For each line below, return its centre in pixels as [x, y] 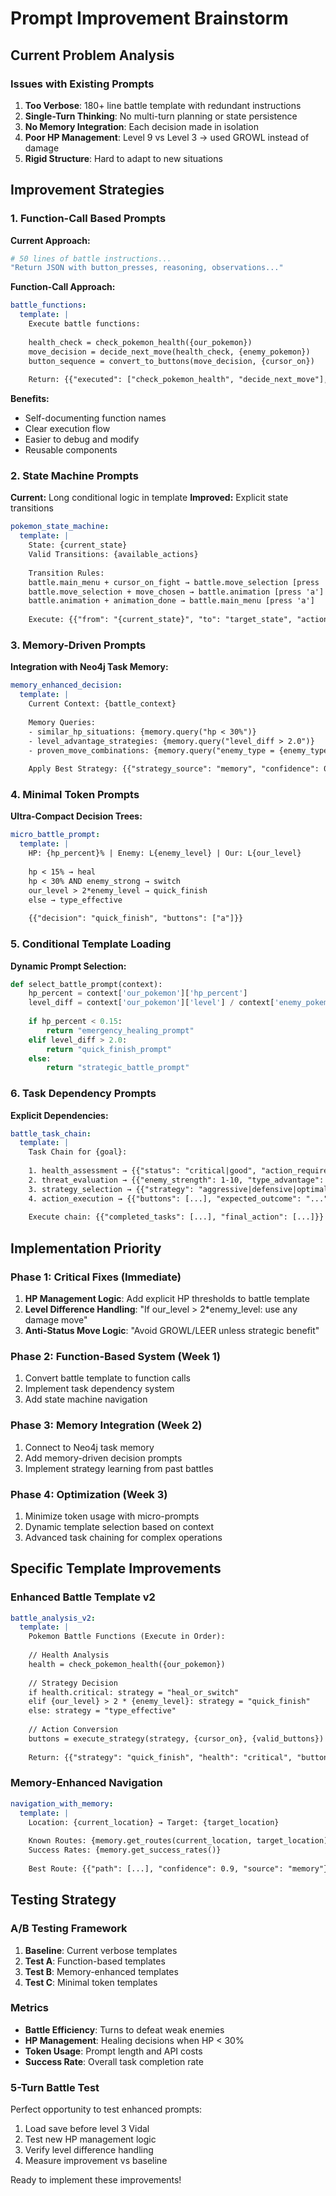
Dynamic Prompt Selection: [68, 966]
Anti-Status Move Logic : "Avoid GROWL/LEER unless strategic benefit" [172, 1330]
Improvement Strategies [87, 190]
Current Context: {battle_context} [102, 704]
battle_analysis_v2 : [53, 1618]
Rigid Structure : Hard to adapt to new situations [123, 158]
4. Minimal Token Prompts [75, 795]
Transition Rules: [66, 573]
